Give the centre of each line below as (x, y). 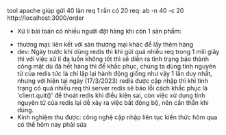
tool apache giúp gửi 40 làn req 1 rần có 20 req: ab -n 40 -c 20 (96, 11)
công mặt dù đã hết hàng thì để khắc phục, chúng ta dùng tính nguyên (116, 66)
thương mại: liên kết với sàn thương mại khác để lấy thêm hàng (105, 44)
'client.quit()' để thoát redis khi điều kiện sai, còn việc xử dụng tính (111, 95)
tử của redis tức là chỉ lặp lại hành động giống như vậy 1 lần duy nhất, (114, 73)
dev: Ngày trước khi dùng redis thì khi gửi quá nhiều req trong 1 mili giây (118, 52)
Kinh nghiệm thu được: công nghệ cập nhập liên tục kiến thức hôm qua (117, 117)
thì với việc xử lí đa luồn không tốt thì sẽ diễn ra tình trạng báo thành (113, 59)
